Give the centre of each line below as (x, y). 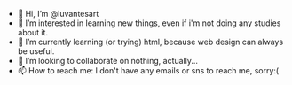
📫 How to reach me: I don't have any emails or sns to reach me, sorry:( (148, 70)
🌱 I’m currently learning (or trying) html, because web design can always (150, 42)
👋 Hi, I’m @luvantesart (58, 14)
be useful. (36, 51)
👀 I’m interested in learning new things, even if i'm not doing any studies (149, 23)
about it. (33, 32)
